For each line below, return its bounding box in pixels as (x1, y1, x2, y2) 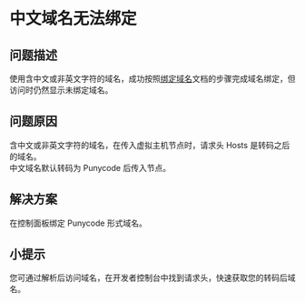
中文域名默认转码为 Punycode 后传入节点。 (9, 162, 171, 173)
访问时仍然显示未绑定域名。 (9, 85, 113, 96)
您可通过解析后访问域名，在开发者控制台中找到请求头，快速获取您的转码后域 (9, 272, 296, 283)
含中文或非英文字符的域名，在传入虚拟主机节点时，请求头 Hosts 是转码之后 (9, 139, 290, 150)
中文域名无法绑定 (9, 8, 138, 29)
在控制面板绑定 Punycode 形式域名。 (9, 217, 147, 228)
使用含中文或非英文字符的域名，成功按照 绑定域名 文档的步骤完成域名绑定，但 (9, 74, 296, 84)
